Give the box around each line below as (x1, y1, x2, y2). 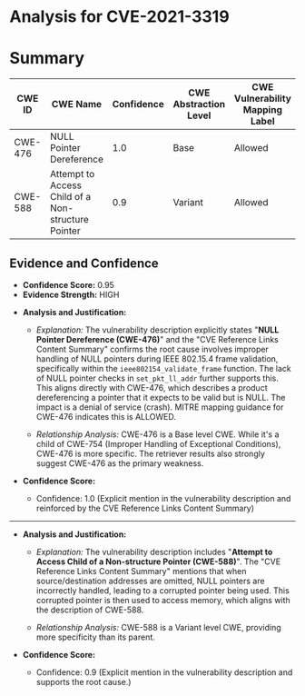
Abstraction (172, 98, 225, 111)
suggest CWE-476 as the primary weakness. (35, 457, 204, 469)
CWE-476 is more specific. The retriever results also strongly (35, 448, 266, 459)
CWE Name (51, 98, 103, 111)
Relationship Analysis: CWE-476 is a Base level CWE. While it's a (35, 429, 280, 440)
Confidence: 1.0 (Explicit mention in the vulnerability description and (35, 492, 291, 503)
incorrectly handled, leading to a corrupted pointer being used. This (35, 584, 290, 596)
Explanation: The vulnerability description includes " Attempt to (35, 546, 273, 557)
